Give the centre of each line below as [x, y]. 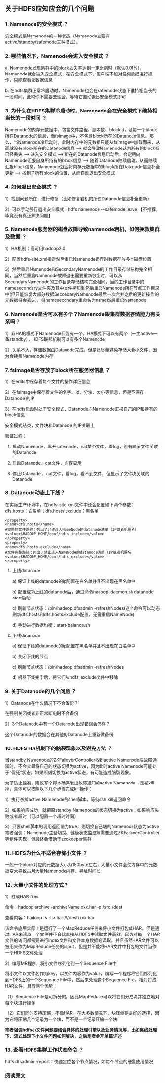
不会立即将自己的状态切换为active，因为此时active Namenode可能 [85, 766]
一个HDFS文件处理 [24, 952]
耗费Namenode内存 [33, 356]
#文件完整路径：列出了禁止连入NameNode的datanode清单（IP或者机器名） [70, 552]
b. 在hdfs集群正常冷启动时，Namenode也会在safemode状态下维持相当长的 [81, 90]
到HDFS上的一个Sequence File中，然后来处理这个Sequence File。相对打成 [81, 980]
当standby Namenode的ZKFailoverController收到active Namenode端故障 [79, 760]
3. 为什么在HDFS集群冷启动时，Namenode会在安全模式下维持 [79, 111]
